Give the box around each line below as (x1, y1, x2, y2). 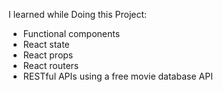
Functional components (22, 28, 121, 39)
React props (22, 49, 74, 61)
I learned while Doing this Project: (8, 9, 148, 20)
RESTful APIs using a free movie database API (22, 70, 213, 82)
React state (22, 39, 70, 50)
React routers (22, 60, 80, 71)
